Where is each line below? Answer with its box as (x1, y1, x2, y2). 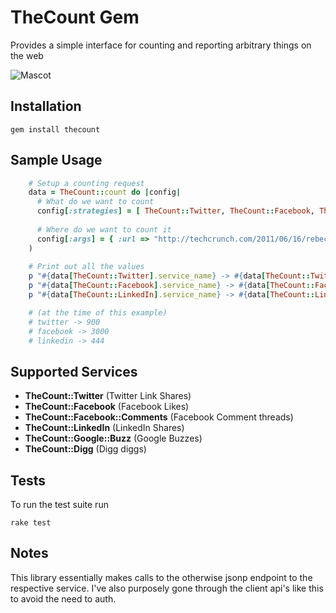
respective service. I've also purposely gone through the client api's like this (10, 582, 324, 594)
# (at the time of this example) (28, 307, 168, 318)
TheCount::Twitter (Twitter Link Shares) (24, 390, 192, 402)
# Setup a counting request (28, 178, 145, 188)
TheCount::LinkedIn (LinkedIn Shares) (24, 422, 185, 434)
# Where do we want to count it (36, 224, 172, 235)
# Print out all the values (28, 262, 145, 272)
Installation (10, 98, 82, 115)
